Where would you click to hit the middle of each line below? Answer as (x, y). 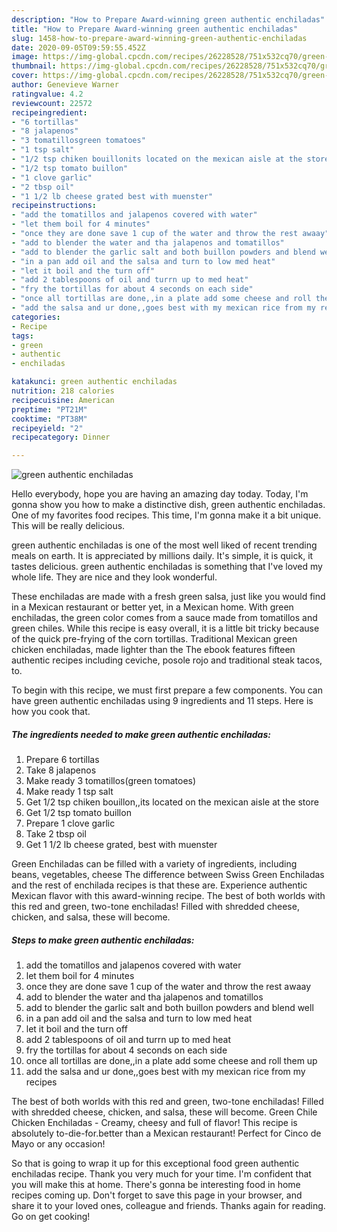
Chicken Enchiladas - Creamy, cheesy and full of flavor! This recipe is (154, 1123)
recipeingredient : (49, 112)
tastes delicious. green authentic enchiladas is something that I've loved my (167, 567)
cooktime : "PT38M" (49, 419)
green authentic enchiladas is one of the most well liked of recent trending (164, 545)
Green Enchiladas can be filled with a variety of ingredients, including (154, 864)
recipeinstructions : (54, 206)
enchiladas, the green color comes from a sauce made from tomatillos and (164, 618)
